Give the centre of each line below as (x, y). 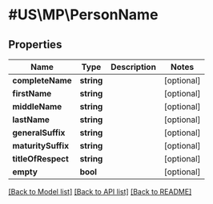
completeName (42, 80)
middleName (37, 106)
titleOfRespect (41, 159)
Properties (35, 45)
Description (133, 67)
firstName (32, 94)
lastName (31, 120)
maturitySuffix (41, 146)
